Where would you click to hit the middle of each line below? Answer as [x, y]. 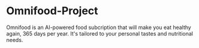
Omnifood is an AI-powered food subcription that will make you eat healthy [99, 27]
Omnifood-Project [52, 11]
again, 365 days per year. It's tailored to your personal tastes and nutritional [100, 33]
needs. [15, 40]
